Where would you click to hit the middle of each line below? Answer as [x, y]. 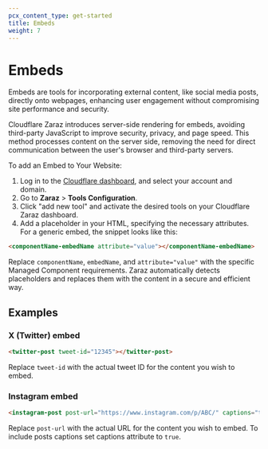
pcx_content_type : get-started [60, 16]
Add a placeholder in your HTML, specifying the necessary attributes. [134, 224]
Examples [33, 312]
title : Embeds [32, 23]
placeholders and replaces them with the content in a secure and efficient [130, 279]
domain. [33, 189]
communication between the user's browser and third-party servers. [121, 150]
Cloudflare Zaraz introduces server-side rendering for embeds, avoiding [127, 125]
